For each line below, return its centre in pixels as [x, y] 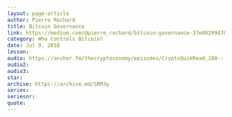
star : [15, 77]
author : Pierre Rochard [41, 20]
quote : [17, 103]
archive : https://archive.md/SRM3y [58, 84]
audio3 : [18, 71]
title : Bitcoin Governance [46, 26]
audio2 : [18, 65]
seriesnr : [21, 97]
